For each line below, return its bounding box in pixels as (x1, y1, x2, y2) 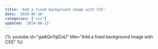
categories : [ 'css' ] (5, 16, 47, 21)
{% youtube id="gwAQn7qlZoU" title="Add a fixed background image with (5, 34, 153, 40)
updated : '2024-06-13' (5, 20, 51, 26)
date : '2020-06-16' (5, 12, 45, 16)
